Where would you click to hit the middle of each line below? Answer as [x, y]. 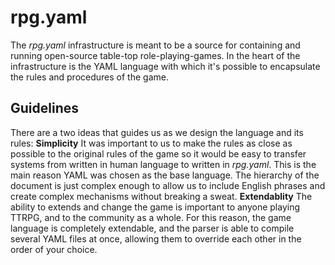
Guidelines [44, 108]
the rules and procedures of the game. [89, 77]
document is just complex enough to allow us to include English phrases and [168, 185]
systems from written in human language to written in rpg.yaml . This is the [163, 164]
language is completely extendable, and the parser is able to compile [152, 228]
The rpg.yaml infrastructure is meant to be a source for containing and [155, 45]
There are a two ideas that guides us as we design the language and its [157, 132]
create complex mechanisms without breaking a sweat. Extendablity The [161, 196]
